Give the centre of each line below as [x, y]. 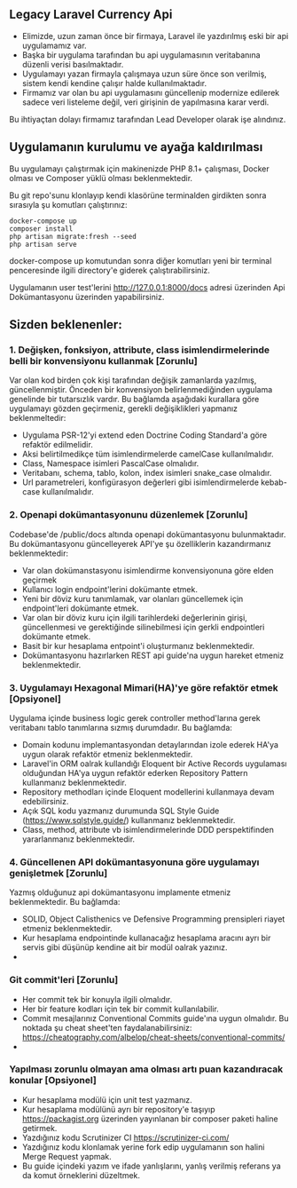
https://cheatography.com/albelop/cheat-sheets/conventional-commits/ [153, 1037]
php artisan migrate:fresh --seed [73, 236]
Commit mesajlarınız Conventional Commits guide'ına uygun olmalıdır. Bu [156, 1018]
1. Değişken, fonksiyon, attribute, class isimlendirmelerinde [140, 350]
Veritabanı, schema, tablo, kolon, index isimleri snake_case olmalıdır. [147, 473]
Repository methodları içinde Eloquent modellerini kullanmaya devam [148, 792]
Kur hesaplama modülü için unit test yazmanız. [107, 1099]
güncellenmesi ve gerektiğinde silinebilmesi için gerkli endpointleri [143, 627]
